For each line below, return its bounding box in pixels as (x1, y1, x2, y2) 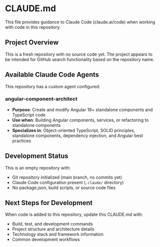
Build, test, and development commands (12, 221, 93, 227)
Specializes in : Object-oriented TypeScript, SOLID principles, (12, 127, 135, 133)
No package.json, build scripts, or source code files (12, 185, 116, 190)
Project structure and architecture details (12, 226, 94, 232)
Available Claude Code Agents (5, 71, 99, 79)
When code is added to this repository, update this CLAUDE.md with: (5, 211, 143, 217)
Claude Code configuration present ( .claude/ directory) (12, 179, 124, 185)
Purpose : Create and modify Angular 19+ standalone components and (12, 107, 153, 113)
